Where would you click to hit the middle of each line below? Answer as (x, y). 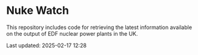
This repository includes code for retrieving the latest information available (99, 27)
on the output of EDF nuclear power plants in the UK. (72, 33)
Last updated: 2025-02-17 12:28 (46, 45)
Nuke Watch (38, 11)
